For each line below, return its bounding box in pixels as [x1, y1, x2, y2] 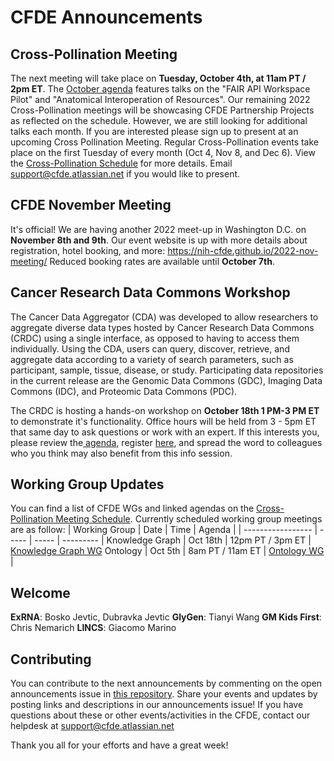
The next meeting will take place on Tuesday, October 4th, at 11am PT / [10, 72, 307, 84]
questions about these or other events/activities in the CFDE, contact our [10, 709, 311, 721]
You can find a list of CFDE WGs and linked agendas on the [10, 502, 255, 515]
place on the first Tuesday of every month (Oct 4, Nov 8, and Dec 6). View [10, 147, 316, 158]
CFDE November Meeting [10, 197, 172, 214]
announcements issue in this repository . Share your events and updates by [10, 688, 318, 700]
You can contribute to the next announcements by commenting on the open [10, 677, 323, 690]
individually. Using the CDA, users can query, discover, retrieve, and [10, 342, 290, 355]
